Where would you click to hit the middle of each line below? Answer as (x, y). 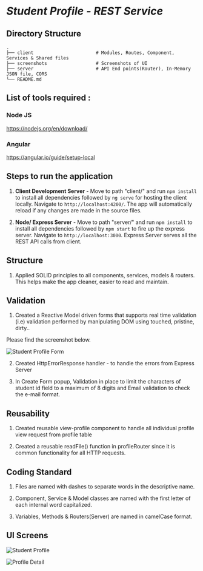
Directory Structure (44, 34)
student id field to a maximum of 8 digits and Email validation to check (102, 388)
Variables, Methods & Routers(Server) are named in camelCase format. (104, 516)
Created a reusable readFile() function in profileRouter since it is (95, 447)
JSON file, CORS (27, 74)
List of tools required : (48, 98)
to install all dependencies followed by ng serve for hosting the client (101, 197)
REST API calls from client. (48, 242)
